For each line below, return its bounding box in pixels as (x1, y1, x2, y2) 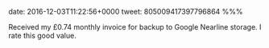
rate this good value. (8, 31, 77, 40)
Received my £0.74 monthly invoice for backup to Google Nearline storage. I (8, 22, 262, 31)
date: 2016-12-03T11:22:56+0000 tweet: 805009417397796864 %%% (8, 7, 243, 16)
